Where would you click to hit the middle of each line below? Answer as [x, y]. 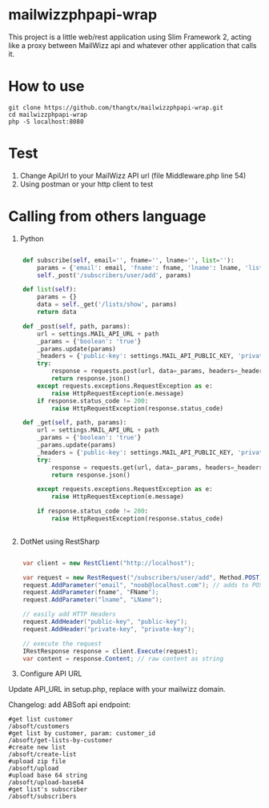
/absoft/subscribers [43, 797]
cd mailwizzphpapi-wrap [48, 115]
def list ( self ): [50, 290]
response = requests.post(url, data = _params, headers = [145, 371]
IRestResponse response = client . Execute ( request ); [110, 651]
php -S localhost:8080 [46, 122]
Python [32, 239]
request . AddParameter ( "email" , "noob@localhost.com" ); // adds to [136, 585]
